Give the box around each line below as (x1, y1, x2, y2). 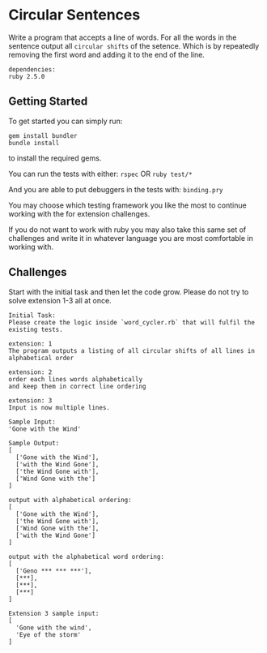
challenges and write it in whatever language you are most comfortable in (8, 233, 253, 243)
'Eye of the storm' (15, 630, 82, 638)
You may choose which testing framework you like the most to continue (8, 200, 247, 210)
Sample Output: (8, 439, 60, 447)
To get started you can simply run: (8, 116, 123, 126)
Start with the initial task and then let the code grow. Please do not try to (8, 286, 249, 297)
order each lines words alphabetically (8, 375, 143, 383)
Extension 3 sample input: (8, 609, 100, 617)
